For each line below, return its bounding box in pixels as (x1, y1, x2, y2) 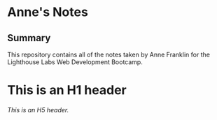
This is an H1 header (7, 82, 127, 98)
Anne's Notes (7, 4, 89, 20)
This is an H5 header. (7, 105, 69, 114)
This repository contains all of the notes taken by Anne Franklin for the (7, 50, 210, 59)
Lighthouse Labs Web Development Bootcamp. (7, 58, 143, 66)
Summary (7, 32, 51, 44)
